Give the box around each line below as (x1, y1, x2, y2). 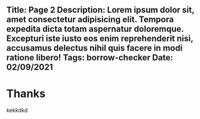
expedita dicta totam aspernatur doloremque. (6, 24, 184, 34)
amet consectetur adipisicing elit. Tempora (6, 15, 174, 25)
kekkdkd (6, 107, 28, 114)
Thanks (6, 87, 46, 100)
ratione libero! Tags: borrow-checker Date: (6, 52, 174, 63)
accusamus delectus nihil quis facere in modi (6, 43, 183, 54)
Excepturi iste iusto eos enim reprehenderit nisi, (6, 34, 193, 44)
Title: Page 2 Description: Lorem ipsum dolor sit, (6, 5, 194, 15)
